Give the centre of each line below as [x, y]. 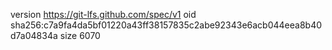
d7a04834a [34, 35]
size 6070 [80, 35]
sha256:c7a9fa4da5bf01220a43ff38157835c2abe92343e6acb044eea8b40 [166, 25]
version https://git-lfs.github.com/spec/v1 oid [103, 14]
